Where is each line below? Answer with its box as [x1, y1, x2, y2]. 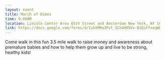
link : [5, 26, 16, 30]
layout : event [5, 7, 34, 12]
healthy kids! [5, 50, 31, 56]
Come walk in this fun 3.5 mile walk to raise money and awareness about [5, 39, 153, 45]
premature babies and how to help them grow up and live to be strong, [5, 44, 148, 50]
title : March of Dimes [5, 12, 52, 17]
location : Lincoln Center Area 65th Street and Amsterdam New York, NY [5, 21, 155, 26]
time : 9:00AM [5, 16, 32, 21]
